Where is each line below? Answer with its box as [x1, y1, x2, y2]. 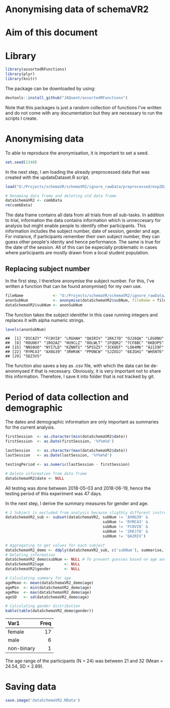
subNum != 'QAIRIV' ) [102, 533, 146, 539]
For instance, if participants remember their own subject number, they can [5, 234, 160, 240]
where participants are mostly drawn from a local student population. [5, 250, 149, 256]
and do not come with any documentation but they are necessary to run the [5, 110, 163, 116]
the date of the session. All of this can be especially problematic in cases [5, 244, 157, 250]
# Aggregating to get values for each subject [5, 542, 105, 548]
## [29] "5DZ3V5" [5, 354, 42, 359]
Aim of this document [5, 27, 98, 39]
